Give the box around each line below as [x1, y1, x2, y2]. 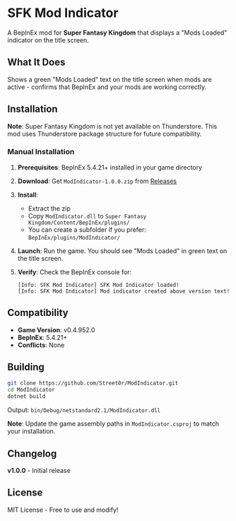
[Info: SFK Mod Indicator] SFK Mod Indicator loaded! [17, 281, 179, 288]
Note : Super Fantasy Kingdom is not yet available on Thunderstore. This [7, 122, 218, 130]
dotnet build [7, 393, 46, 400]
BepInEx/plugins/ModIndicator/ [28, 234, 121, 241]
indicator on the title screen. [7, 35, 90, 44]
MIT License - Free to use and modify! [7, 505, 119, 514]
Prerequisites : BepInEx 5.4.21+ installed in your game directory [17, 163, 203, 171]
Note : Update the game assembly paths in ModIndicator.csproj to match [7, 419, 220, 428]
